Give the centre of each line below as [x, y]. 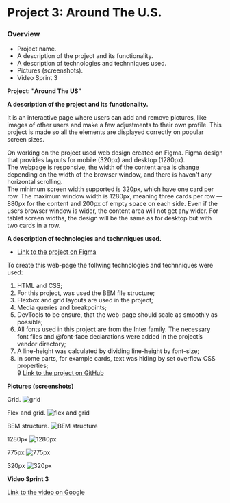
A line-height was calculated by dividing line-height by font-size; [108, 351]
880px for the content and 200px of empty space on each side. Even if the [112, 204]
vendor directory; [41, 344]
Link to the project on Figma [56, 252]
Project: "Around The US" [44, 91]
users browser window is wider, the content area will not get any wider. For [113, 211]
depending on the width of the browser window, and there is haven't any [110, 175]
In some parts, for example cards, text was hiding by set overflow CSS [116, 359]
